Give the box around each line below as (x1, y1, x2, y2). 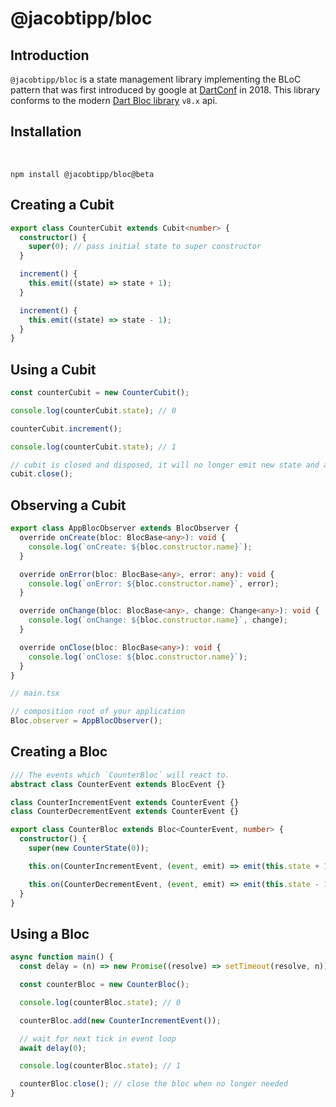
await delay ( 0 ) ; (19, 1043, 87, 1053)
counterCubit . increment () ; (10, 423, 123, 434)
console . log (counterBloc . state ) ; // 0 (19, 997, 182, 1007)
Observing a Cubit (10, 497, 127, 514)
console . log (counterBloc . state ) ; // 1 (19, 1061, 182, 1071)
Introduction (10, 47, 90, 64)
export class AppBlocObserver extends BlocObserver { (10, 523, 240, 534)
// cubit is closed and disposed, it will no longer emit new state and (10, 460, 320, 470)
